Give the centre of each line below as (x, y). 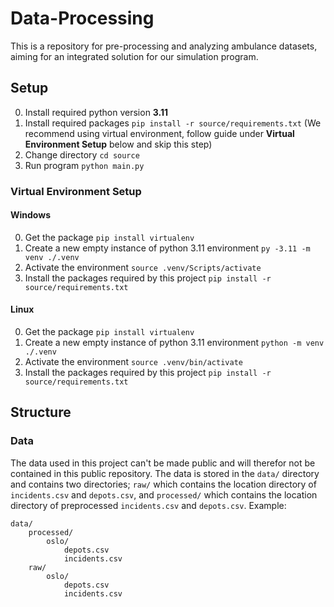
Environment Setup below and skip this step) (118, 144)
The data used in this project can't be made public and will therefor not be (163, 463)
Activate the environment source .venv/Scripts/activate (143, 267)
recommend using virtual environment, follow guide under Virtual (159, 133)
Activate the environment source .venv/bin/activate (133, 362)
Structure (41, 412)
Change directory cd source (82, 154)
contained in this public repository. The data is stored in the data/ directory (165, 473)
